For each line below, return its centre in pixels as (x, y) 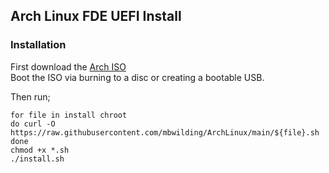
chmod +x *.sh (40, 150)
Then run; (30, 96)
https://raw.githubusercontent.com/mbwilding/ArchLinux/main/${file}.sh (165, 132)
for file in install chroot (69, 115)
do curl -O (33, 124)
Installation (38, 45)
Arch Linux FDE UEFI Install (96, 16)
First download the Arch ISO (68, 66)
